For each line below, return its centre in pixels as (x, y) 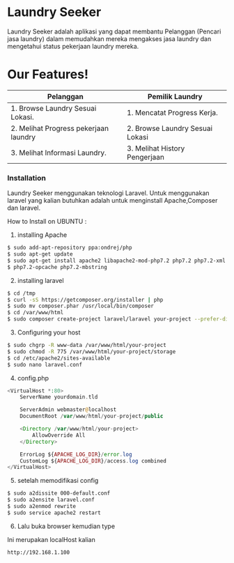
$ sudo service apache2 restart (54, 513)
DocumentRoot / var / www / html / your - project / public (92, 416)
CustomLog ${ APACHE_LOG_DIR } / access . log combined (93, 461)
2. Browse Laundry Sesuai (170, 128)
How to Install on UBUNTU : (47, 222)
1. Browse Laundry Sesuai (54, 108)
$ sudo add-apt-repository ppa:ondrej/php (70, 248)
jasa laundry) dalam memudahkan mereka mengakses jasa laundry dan (109, 38)
